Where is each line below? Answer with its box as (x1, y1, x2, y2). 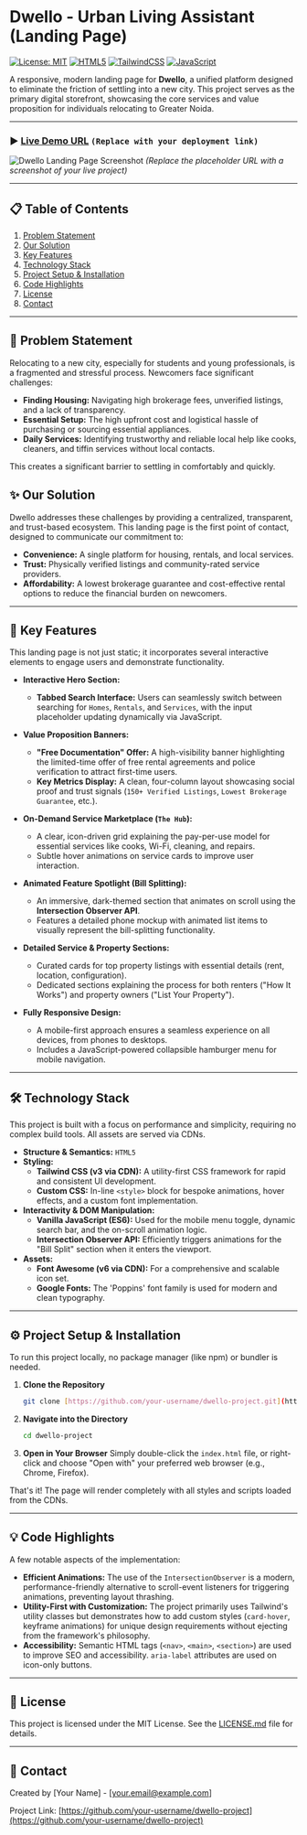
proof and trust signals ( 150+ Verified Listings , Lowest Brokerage (36, 786, 288, 797)
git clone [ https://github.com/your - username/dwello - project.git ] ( (22, 1397, 286, 1406)
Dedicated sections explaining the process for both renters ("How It (36, 980, 291, 991)
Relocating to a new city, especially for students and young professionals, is (9, 357, 295, 368)
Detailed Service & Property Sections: (22, 942, 170, 953)
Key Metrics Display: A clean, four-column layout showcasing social (36, 776, 295, 788)
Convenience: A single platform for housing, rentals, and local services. (22, 549, 294, 560)
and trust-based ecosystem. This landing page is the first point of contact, (9, 521, 290, 532)
